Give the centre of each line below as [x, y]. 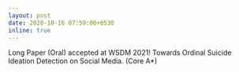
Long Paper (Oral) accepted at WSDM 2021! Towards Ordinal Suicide [120, 53]
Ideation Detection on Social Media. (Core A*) [83, 61]
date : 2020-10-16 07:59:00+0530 [61, 23]
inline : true [30, 30]
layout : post [30, 15]
